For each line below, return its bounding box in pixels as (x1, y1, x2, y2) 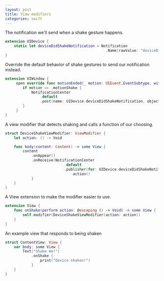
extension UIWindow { (5, 76, 49, 81)
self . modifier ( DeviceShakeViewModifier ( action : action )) (22, 213, 141, 217)
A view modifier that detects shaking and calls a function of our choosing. (5, 121, 154, 127)
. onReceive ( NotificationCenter (31, 158, 95, 163)
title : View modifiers (5, 12, 51, 17)
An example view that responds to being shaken (5, 230, 102, 236)
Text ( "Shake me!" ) (22, 249, 60, 254)
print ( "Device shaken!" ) (40, 258, 91, 263)
